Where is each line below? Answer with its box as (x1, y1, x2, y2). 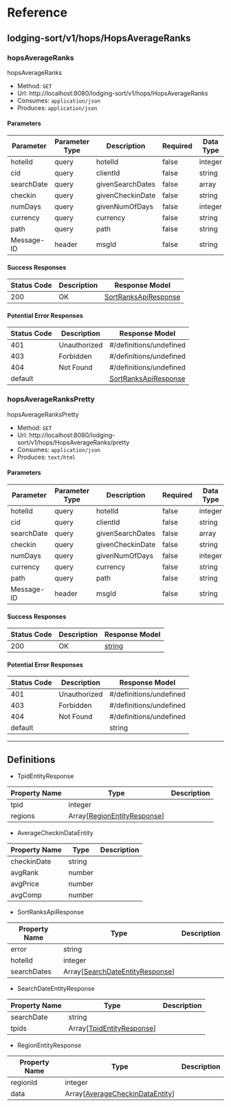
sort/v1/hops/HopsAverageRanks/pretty (16, 438, 130, 447)
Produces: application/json (16, 103, 98, 111)
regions (10, 811, 36, 821)
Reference (7, 5, 67, 21)
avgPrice (10, 879, 39, 889)
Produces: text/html (16, 453, 76, 461)
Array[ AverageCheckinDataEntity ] (65, 1089, 175, 1099)
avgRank (10, 868, 39, 878)
